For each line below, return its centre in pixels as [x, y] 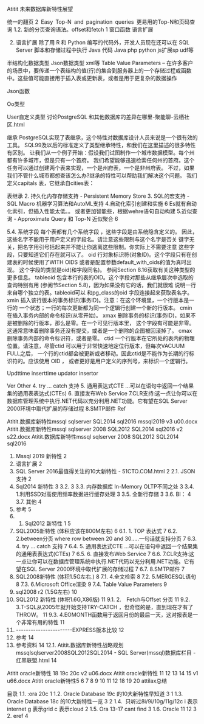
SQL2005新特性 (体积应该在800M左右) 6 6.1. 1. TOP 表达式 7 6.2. [97, 531]
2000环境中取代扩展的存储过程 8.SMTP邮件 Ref [66, 409]
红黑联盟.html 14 [36, 660]
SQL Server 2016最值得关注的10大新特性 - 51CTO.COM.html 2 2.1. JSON [105, 471]
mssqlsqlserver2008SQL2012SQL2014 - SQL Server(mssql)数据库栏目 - [106, 653]
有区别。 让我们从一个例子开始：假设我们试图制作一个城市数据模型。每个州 [101, 153]
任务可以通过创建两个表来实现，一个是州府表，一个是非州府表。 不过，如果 [101, 168]
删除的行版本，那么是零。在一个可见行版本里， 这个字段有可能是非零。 [106, 323]
